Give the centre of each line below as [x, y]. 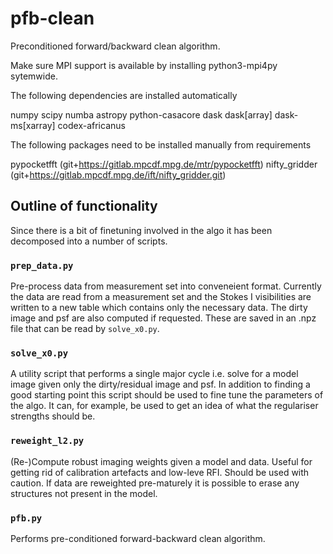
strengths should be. [53, 416]
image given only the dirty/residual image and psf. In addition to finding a [160, 384]
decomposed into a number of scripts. [89, 241]
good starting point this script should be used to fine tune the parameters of [167, 395]
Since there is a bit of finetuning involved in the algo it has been [141, 230]
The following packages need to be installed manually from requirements [161, 144]
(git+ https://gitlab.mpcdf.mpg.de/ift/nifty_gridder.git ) [118, 174]
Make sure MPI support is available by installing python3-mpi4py [144, 65]
